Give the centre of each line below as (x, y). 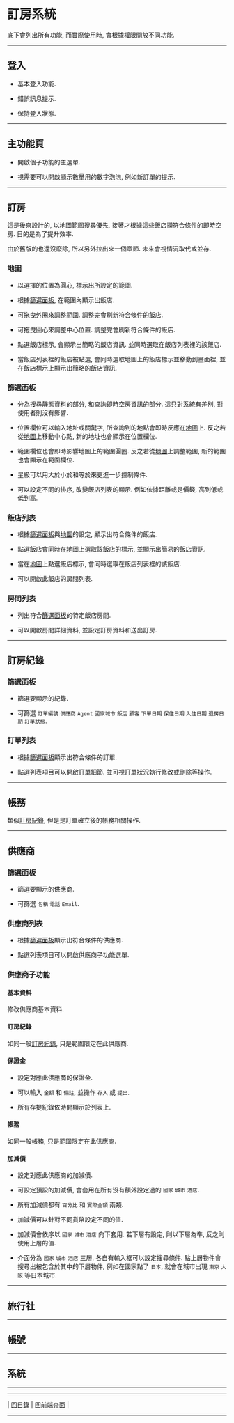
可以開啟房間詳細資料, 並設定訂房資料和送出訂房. (87, 630)
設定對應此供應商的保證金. (55, 1078)
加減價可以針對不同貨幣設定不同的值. (70, 1220)
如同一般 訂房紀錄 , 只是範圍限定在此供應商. (68, 1043)
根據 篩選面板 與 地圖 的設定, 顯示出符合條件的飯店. (87, 534)
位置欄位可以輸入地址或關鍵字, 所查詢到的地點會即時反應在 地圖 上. (111, 427)
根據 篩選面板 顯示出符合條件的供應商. (70, 940)
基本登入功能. (37, 84)
